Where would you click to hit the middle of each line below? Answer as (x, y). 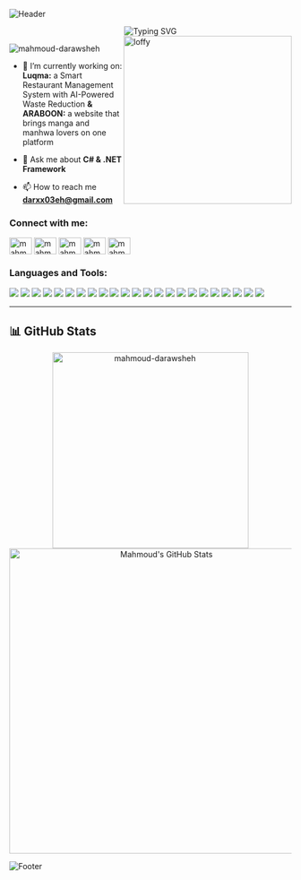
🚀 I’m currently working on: (72, 66)
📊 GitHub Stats (53, 331)
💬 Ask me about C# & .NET (72, 160)
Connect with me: (49, 222)
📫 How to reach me (59, 187)
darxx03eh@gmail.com (68, 200)
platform (38, 142)
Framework (44, 169)
